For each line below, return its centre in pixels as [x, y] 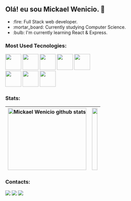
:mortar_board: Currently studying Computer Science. [69, 27]
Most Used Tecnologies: [36, 45]
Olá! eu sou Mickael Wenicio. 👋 [55, 9]
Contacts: [18, 182]
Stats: [13, 98]
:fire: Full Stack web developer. [45, 21]
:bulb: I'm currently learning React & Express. [60, 32]
